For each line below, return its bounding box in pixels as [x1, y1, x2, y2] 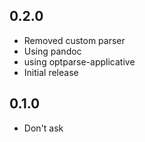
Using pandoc [23, 45, 82, 57]
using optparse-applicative [23, 55, 136, 68]
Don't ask [23, 122, 64, 134]
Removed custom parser [23, 34, 126, 46]
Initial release [23, 66, 79, 78]
